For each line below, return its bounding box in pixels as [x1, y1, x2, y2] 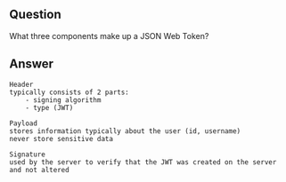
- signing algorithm [25, 95, 102, 105]
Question [9, 7, 61, 22]
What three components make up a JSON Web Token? [9, 30, 209, 41]
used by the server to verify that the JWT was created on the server [9, 157, 277, 167]
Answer [9, 57, 54, 72]
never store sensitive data [9, 134, 114, 143]
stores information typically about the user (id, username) [9, 126, 241, 136]
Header [9, 80, 34, 89]
